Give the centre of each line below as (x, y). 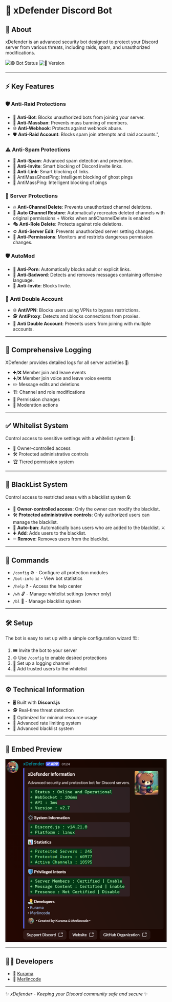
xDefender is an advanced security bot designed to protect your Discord (82, 42)
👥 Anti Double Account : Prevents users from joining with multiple (82, 323)
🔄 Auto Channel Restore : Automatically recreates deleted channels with (89, 213)
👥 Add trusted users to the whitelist (50, 668)
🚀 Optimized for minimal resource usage (55, 717)
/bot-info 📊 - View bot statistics (48, 578)
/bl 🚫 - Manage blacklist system (47, 602)
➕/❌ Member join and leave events (49, 372)
